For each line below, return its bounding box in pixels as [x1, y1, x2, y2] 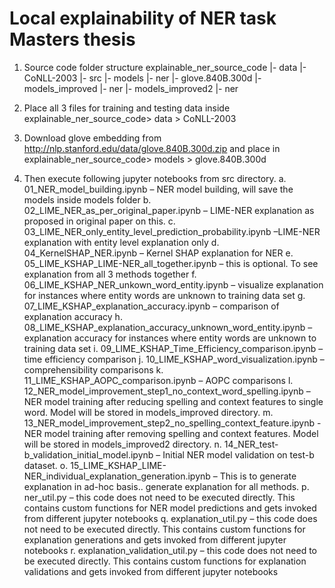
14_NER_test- [223, 438, 279, 450]
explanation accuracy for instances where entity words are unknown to [23, 332, 317, 344]
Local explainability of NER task [9, 7, 277, 30]
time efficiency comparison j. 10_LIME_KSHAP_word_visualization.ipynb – [23, 353, 325, 365]
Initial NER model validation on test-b [162, 448, 315, 461]
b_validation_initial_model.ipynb [23, 448, 154, 461]
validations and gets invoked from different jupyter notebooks [23, 565, 279, 577]
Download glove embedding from [23, 132, 162, 144]
